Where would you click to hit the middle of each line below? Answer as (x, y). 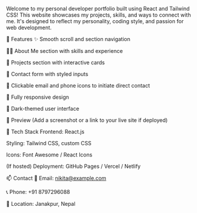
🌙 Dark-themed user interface (43, 109)
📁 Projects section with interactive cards (56, 62)
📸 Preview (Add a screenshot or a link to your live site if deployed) (87, 120)
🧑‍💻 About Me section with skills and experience (65, 51)
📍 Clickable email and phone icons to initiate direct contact (78, 85)
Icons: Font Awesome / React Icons (49, 155)
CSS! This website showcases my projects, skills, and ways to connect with (99, 15)
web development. (29, 27)
